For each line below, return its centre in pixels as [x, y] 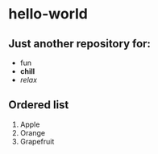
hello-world [48, 14]
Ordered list [39, 105]
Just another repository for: [80, 44]
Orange [33, 132]
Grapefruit [37, 141]
